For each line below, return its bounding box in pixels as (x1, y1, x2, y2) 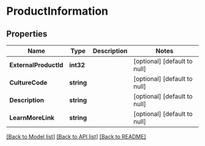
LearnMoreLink (9, 114, 55, 122)
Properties (6, 29, 48, 39)
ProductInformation (6, 4, 109, 18)
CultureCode (9, 78, 48, 87)
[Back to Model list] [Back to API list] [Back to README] (6, 133, 146, 140)
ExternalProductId (9, 61, 63, 69)
